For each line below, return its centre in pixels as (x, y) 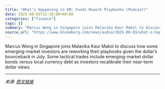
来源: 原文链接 (19, 82)
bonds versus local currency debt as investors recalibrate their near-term (79, 62)
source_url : (17, 32)
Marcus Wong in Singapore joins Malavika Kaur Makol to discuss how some (82, 46)
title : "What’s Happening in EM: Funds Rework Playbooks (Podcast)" (77, 10)
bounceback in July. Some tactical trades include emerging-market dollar (79, 56)
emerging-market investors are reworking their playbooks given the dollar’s (81, 51)
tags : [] (14, 23)
